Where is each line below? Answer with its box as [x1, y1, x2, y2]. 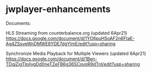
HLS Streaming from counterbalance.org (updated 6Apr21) [6, 30, 127, 36]
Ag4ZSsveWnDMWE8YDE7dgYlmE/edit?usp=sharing [6, 40, 116, 46]
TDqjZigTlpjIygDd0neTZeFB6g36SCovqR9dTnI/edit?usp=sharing [6, 61, 140, 67]
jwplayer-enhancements [6, 4, 111, 15]
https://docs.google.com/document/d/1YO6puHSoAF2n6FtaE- [6, 35, 135, 41]
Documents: [6, 20, 31, 26]
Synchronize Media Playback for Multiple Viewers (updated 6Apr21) [6, 50, 146, 56]
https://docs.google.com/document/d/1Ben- [6, 55, 98, 61]
